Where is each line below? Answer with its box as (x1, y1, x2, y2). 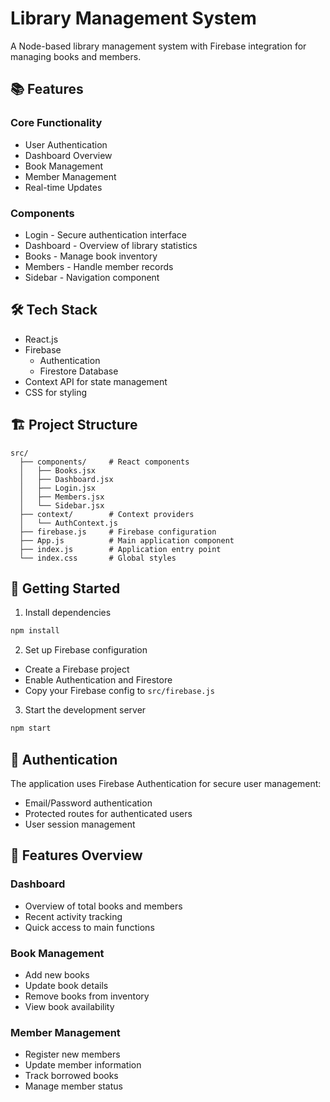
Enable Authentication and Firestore (24, 674, 173, 686)
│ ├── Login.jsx (19, 483, 97, 493)
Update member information (24, 1059, 142, 1071)
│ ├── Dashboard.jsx (19, 474, 114, 484)
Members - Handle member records (24, 260, 174, 272)
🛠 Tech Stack (10, 302, 98, 319)
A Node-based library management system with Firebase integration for (10, 40, 307, 52)
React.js (24, 333, 59, 345)
